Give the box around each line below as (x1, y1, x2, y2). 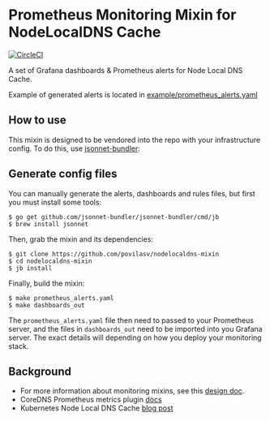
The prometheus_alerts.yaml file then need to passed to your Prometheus (8, 315, 254, 325)
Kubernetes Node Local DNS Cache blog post (19, 403, 174, 413)
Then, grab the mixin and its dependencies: (8, 234, 154, 244)
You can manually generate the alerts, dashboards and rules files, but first (8, 188, 255, 198)
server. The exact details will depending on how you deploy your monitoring (8, 333, 262, 342)
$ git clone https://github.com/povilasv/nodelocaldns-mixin (8, 250, 220, 258)
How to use (8, 114, 66, 127)
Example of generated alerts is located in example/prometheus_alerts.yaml (8, 89, 258, 99)
